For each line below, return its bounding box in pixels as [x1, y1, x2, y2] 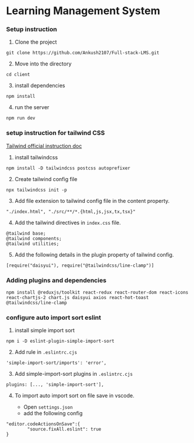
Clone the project [14, 38, 57, 45]
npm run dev [6, 115, 35, 122]
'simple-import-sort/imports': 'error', [6, 360, 107, 366]
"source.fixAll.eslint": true [27, 426, 101, 432]
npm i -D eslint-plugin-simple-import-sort [6, 338, 115, 344]
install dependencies [14, 82, 65, 89]
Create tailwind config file [14, 175, 78, 182]
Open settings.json [23, 403, 73, 411]
